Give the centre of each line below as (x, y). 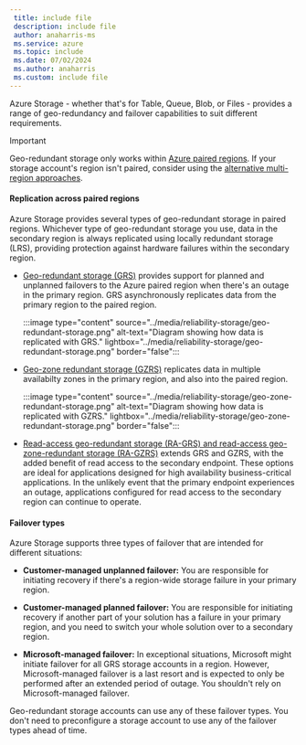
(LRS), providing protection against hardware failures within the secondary (149, 248)
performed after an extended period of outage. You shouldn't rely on (152, 684)
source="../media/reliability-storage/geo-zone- (204, 396)
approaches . (59, 177)
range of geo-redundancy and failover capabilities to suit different (133, 113)
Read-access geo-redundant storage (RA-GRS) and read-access (145, 443)
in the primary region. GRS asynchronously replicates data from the (149, 294)
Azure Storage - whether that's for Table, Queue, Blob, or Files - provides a (151, 103)
